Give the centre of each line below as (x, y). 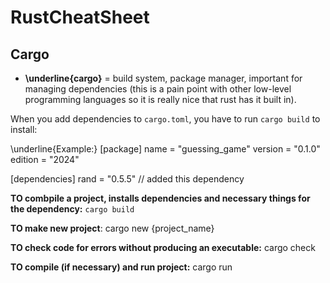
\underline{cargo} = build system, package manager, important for (163, 78)
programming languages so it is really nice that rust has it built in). (160, 99)
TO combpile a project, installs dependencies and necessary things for (160, 198)
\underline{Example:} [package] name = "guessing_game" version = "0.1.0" (165, 149)
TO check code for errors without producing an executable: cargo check (163, 247)
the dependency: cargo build (72, 209)
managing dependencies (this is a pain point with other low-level (158, 89)
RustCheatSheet (80, 17)
